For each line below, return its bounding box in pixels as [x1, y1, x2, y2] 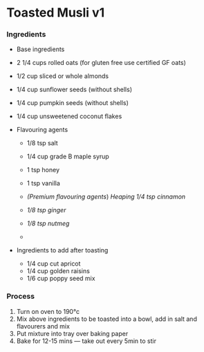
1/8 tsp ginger [26, 206, 66, 214]
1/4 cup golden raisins [26, 267, 91, 275]
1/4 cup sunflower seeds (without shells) [16, 85, 133, 94]
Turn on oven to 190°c [16, 307, 80, 315]
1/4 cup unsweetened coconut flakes [16, 112, 122, 120]
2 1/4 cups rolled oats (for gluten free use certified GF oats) [16, 59, 186, 67]
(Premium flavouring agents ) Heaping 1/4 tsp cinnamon [26, 192, 186, 201]
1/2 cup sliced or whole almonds [16, 72, 109, 80]
